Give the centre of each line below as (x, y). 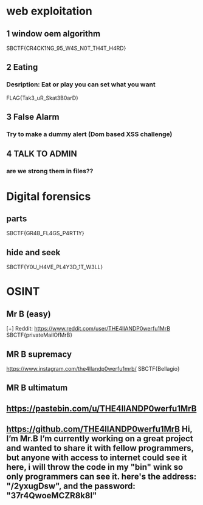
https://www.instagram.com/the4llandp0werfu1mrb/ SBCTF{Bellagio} (93, 368)
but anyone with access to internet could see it (97, 458)
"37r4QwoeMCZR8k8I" (52, 496)
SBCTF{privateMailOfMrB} (40, 335)
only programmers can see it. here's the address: (101, 477)
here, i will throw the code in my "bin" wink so (95, 467)
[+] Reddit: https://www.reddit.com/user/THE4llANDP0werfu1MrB (88, 329)
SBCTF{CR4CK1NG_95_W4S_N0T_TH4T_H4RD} (66, 48)
